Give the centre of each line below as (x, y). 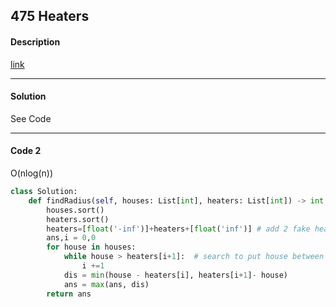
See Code (31, 118)
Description (35, 41)
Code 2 (26, 151)
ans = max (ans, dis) (106, 284)
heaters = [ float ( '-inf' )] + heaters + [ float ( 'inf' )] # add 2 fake (178, 229)
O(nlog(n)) (32, 173)
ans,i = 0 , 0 (71, 238)
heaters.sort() (78, 219)
